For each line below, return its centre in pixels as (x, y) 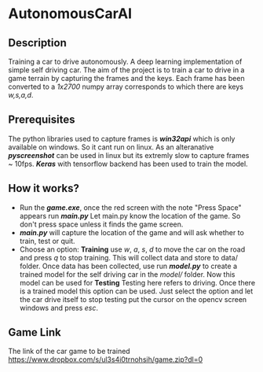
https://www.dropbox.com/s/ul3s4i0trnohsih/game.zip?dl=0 (106, 359)
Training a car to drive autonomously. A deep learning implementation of (125, 61)
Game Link (35, 332)
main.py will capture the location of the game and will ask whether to (132, 232)
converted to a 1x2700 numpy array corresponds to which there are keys (126, 87)
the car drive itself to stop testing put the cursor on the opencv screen (133, 299)
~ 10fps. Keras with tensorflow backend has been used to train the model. (128, 164)
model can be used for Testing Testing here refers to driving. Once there (137, 282)
